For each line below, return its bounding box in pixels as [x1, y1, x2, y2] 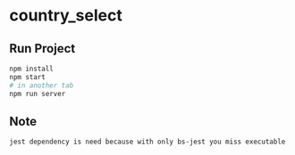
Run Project [9, 41, 76, 56]
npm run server [9, 89, 66, 98]
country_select [9, 5, 122, 26]
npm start [9, 72, 46, 81]
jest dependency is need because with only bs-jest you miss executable [9, 137, 286, 147]
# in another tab [9, 81, 74, 90]
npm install [9, 64, 54, 73]
